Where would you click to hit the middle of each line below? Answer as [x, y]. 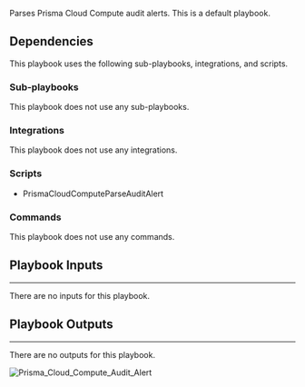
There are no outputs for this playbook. [83, 354]
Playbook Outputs [61, 325]
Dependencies [51, 41]
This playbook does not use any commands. [92, 237]
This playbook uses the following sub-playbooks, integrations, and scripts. [149, 64]
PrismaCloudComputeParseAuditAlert [93, 193]
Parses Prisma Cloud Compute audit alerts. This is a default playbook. [140, 13]
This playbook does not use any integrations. [93, 150]
